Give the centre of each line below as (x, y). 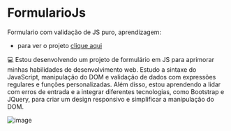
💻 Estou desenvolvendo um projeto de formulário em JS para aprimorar (111, 59)
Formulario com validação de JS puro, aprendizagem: (84, 32)
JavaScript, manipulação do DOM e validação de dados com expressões (112, 77)
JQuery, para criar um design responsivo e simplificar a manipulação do (111, 99)
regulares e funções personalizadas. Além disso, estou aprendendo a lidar (114, 84)
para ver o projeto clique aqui (60, 45)
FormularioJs (46, 13)
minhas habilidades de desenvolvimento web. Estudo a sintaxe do (102, 69)
